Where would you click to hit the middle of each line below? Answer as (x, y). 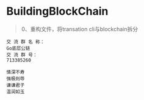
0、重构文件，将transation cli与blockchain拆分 (80, 29)
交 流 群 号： (22, 55)
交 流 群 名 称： (25, 42)
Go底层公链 (18, 48)
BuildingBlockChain (57, 11)
